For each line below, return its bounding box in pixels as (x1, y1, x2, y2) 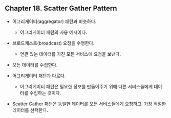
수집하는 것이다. (29, 89, 61, 96)
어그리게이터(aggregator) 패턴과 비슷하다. (12, 18, 97, 25)
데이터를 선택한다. (12, 107, 48, 113)
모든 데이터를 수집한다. (12, 61, 58, 68)
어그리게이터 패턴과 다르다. (12, 73, 66, 79)
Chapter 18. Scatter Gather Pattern (5, 4, 117, 13)
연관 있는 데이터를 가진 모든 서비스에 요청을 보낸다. (19, 51, 121, 57)
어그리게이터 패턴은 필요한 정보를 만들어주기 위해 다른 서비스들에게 (19, 83, 153, 89)
